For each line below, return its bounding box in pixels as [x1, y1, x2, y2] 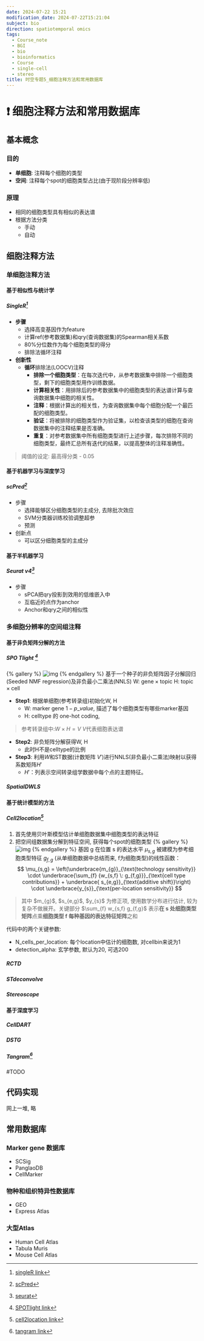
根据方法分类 [15, 216, 47, 224]
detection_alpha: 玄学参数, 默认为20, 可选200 [15, 945, 129, 953]
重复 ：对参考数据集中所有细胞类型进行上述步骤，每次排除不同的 [33, 432, 193, 439]
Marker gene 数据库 [6, 1144, 66, 1152]
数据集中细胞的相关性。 [38, 394, 98, 401]
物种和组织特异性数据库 [6, 1187, 75, 1196]
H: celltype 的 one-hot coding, [24, 712, 100, 720]
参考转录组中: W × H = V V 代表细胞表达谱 [21, 725, 124, 733]
